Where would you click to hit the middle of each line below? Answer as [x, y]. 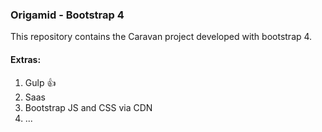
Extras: [26, 59]
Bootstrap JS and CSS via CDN [88, 107]
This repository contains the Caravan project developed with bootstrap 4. [161, 37]
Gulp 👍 [40, 82]
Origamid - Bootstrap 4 [67, 15]
